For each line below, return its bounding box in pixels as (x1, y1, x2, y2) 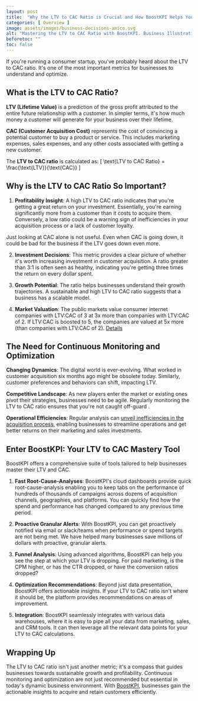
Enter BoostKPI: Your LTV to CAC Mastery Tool (6, 444, 180, 454)
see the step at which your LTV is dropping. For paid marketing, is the (14, 557, 184, 564)
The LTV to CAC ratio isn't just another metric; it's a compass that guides (6, 663, 183, 670)
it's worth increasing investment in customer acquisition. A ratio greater (14, 257, 189, 264)
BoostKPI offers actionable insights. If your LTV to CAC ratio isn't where (14, 587, 189, 595)
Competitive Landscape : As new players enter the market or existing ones (6, 390, 187, 398)
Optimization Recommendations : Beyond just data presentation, (14, 581, 173, 589)
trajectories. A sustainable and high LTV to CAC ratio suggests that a (14, 287, 181, 295)
